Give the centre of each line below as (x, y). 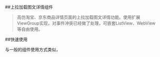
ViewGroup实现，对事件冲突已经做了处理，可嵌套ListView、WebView (86, 23)
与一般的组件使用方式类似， (33, 50)
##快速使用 (16, 39)
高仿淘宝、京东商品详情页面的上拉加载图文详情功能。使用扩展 (79, 17)
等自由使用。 (30, 29)
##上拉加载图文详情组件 (29, 7)
